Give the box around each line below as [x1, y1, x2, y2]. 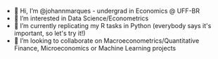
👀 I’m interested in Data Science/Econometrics [13, 14, 149, 22]
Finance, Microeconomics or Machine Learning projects [13, 44, 177, 52]
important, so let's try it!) [13, 29, 86, 37]
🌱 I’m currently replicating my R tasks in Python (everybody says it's [13, 22, 212, 29]
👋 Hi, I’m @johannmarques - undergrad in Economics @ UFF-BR [13, 7, 200, 15]
